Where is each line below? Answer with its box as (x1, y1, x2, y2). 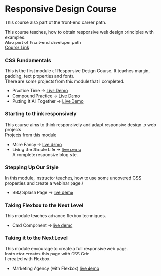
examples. (5, 34, 26, 40)
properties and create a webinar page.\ (5, 180, 84, 186)
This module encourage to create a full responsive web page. (5, 246, 128, 252)
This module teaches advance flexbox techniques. (5, 213, 106, 219)
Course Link (5, 44, 29, 50)
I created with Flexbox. (5, 256, 51, 262)
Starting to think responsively (5, 110, 77, 117)
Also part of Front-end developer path (5, 39, 81, 45)
